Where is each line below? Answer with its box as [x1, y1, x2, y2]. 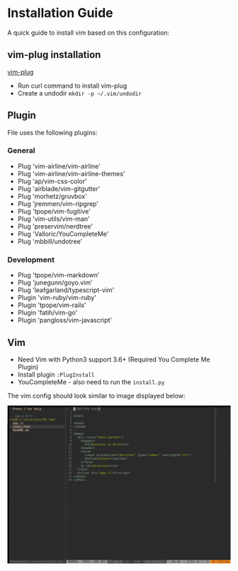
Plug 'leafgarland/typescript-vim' [17, 286, 115, 294]
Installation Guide [7, 5, 113, 21]
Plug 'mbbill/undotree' [17, 237, 83, 246]
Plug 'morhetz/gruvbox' [17, 192, 87, 200]
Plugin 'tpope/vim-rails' [17, 301, 86, 309]
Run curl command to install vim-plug [17, 81, 127, 90]
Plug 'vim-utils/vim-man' [17, 214, 90, 223]
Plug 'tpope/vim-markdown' [17, 271, 101, 279]
